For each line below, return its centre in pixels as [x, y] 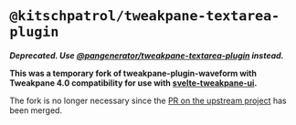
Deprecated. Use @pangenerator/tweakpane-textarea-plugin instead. [147, 55]
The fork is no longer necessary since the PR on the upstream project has [148, 100]
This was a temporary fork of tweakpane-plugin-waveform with [133, 73]
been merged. [36, 110]
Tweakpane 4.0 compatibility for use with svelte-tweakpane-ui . [133, 83]
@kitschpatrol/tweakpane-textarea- [145, 16]
